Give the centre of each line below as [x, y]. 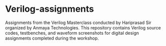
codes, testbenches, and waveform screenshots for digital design [72, 33]
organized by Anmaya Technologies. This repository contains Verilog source [83, 27]
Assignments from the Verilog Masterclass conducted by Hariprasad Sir [78, 23]
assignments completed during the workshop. [52, 38]
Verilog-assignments [50, 9]
